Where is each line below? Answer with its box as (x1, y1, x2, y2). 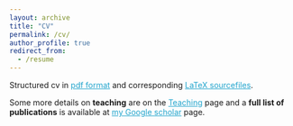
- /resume (17, 55, 54, 64)
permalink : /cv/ (9, 30, 70, 39)
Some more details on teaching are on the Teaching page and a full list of (9, 97, 285, 108)
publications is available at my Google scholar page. (9, 107, 206, 117)
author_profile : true (9, 38, 91, 48)
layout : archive (9, 13, 70, 22)
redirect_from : (9, 47, 67, 56)
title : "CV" (9, 22, 54, 31)
